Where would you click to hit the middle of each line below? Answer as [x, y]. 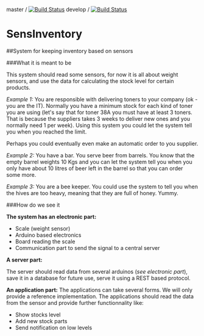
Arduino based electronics [48, 235]
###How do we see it [33, 205]
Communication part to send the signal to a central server [87, 248]
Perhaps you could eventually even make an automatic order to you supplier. [102, 143]
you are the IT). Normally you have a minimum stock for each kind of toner [100, 105]
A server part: [24, 260]
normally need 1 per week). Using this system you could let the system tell [99, 125]
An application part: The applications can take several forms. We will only [100, 290]
